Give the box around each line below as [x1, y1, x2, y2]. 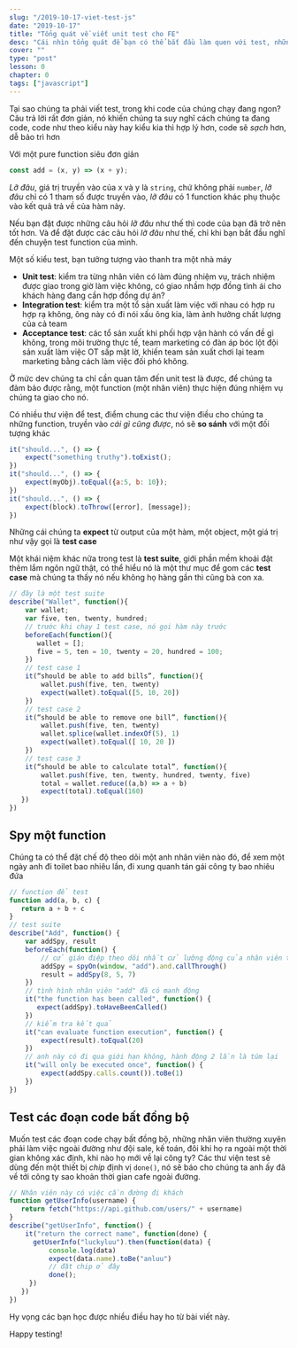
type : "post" [9, 54, 57, 63]
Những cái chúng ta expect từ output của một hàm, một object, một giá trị [9, 526, 278, 537]
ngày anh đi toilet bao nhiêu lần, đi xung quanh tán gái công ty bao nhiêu [9, 861, 275, 871]
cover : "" [9, 46, 46, 55]
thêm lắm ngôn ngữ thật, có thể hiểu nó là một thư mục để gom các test [9, 563, 271, 573]
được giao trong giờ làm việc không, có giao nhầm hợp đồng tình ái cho [21, 280, 282, 291]
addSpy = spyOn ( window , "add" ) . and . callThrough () [41, 962, 227, 970]
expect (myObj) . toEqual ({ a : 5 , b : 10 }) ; [25, 478, 168, 487]
